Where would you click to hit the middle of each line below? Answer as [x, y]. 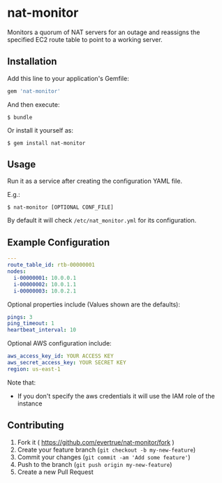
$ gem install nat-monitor [46, 143]
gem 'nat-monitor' [34, 91]
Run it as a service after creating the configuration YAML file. [95, 181]
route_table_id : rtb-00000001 [51, 265]
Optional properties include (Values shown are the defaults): [94, 304]
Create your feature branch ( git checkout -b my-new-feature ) [106, 449]
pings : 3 [20, 317]
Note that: [22, 382]
